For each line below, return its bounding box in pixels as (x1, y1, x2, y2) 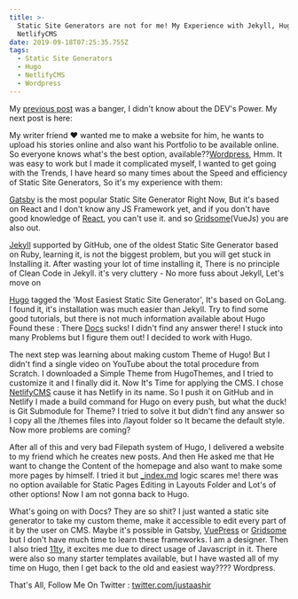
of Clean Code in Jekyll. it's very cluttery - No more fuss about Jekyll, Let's (9, 268, 285, 278)
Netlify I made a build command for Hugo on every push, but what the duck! (9, 396, 287, 407)
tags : (9, 46, 29, 55)
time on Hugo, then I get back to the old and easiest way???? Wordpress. (9, 562, 276, 572)
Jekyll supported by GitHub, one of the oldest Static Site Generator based (9, 239, 278, 250)
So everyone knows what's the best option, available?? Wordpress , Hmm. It (9, 148, 283, 159)
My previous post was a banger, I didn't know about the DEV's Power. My (9, 103, 278, 113)
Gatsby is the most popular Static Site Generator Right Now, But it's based (9, 194, 279, 205)
